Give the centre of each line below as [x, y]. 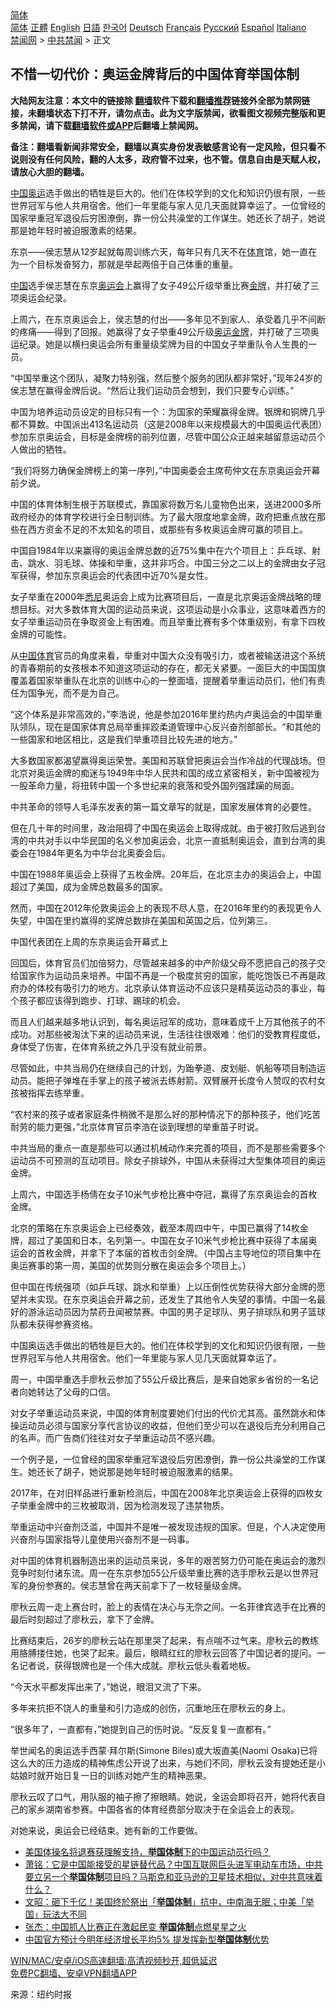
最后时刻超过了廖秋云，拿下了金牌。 [85, 1619]
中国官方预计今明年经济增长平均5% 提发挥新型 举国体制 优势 [147, 1939]
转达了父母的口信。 [76, 1391]
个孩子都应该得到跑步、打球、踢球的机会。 [98, 1000]
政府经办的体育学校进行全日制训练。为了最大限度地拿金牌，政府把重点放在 [163, 516]
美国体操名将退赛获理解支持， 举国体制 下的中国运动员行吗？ [147, 1851]
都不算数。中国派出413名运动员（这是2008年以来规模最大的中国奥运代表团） [166, 424]
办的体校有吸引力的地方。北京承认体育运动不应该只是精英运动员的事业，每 [172, 988]
